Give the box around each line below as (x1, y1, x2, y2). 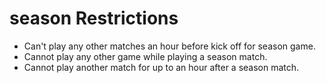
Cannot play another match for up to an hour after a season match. (23, 61, 300, 73)
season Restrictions (9, 7, 179, 30)
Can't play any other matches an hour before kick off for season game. (23, 40, 316, 52)
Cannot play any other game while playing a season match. (23, 50, 268, 62)
